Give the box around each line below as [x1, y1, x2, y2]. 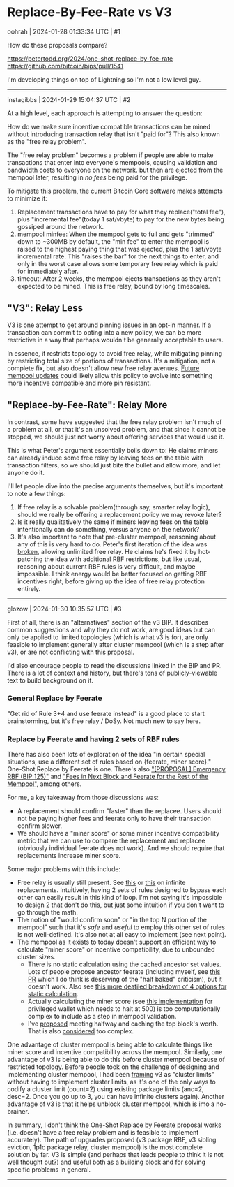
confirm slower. [17, 822, 63, 830]
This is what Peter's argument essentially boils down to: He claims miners [7, 446, 218, 454]
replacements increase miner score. [17, 852, 121, 860]
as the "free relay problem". [7, 137, 87, 145]
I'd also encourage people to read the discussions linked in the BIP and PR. [7, 661, 222, 669]
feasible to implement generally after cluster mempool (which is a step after [7, 640, 224, 648]
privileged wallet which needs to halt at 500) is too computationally [27, 1005, 221, 1013]
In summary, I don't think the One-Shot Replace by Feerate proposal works [7, 1121, 221, 1129]
